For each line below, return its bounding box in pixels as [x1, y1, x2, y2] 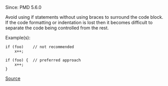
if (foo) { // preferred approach [5, 58, 81, 63]
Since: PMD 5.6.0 [5, 5, 42, 10]
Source [5, 75, 20, 81]
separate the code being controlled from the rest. [5, 25, 109, 31]
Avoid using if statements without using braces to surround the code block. [5, 14, 163, 20]
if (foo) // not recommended [5, 45, 74, 50]
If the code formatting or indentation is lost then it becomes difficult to [5, 20, 153, 25]
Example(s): [5, 35, 31, 40]
